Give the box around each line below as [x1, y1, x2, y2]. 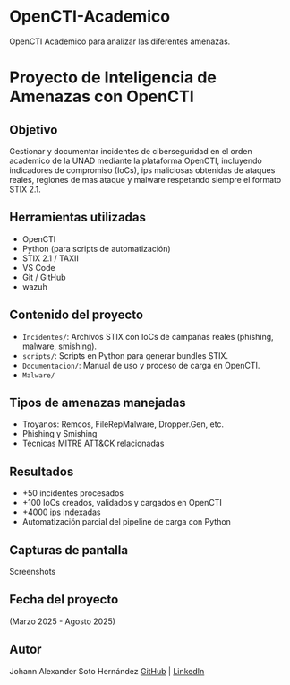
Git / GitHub [21, 272, 66, 282]
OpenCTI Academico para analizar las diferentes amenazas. [9, 36, 231, 47]
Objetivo [9, 122, 58, 137]
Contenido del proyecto [9, 308, 144, 323]
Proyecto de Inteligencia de [9, 67, 217, 88]
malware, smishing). [21, 341, 97, 351]
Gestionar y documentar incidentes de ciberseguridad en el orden [9, 145, 252, 156]
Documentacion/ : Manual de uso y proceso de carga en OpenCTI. [21, 360, 260, 370]
